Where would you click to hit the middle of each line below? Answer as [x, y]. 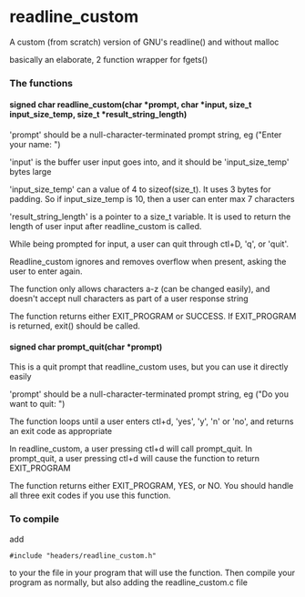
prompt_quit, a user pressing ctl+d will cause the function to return [135, 459]
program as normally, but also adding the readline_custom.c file [129, 582]
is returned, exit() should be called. [75, 326]
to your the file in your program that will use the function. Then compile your [152, 572]
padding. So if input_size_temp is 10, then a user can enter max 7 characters [152, 199]
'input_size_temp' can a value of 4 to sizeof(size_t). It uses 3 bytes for [140, 189]
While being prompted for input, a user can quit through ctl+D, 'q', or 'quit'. [149, 244]
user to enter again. [46, 271]
